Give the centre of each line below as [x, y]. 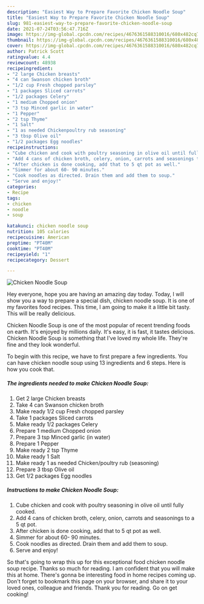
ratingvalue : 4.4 [29, 57]
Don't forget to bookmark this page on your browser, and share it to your [97, 582]
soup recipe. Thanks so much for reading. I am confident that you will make [101, 569]
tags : [14, 198]
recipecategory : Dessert [38, 260]
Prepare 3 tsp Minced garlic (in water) [63, 437]
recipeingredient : [30, 68]
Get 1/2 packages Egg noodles [54, 476]
